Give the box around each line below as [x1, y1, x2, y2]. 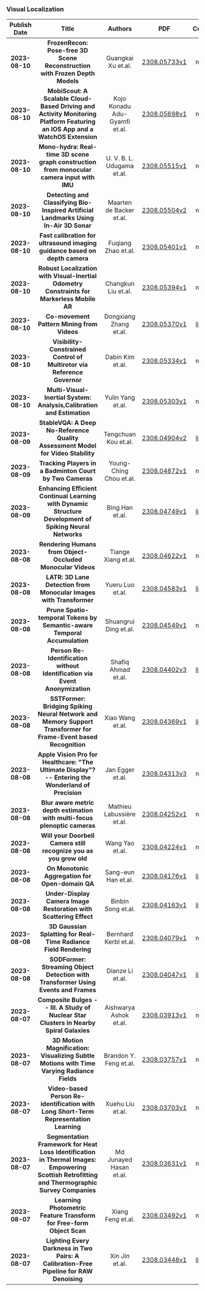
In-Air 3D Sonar [43, 221, 92, 230]
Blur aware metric [41, 799, 95, 807]
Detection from [45, 580, 90, 589]
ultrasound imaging [38, 239, 97, 248]
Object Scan [49, 1227, 87, 1235]
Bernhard [106, 930, 134, 939]
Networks [52, 530, 82, 539]
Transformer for [43, 725, 92, 734]
